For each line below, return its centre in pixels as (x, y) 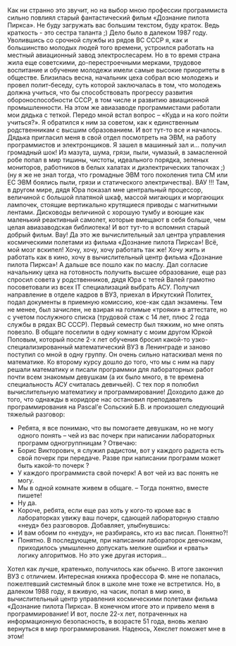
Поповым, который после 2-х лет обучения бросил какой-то (99, 340)
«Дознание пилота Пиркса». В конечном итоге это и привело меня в (111, 606)
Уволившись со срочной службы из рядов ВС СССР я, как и (98, 40)
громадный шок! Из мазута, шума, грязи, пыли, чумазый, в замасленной (117, 152)
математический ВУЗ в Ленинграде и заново (142, 347)
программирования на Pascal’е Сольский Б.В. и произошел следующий (116, 407)
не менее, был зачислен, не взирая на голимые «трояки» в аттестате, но (117, 310)
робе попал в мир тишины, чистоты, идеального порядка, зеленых (108, 160)
